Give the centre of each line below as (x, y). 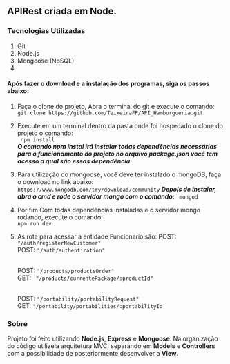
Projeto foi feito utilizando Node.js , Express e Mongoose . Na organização (113, 339)
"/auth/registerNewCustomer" (59, 243)
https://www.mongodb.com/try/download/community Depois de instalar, (117, 189)
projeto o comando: (45, 133)
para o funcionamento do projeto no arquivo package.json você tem (117, 154)
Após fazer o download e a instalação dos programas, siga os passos (108, 84)
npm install (38, 140)
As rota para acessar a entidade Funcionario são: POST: (97, 236)
